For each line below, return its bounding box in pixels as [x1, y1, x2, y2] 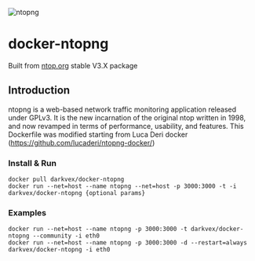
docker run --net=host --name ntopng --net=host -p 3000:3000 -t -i [8, 182, 237, 190]
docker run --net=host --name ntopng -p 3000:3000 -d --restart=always [8, 239, 247, 247]
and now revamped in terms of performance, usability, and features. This [8, 121, 245, 130]
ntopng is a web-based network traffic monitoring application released [8, 105, 237, 114]
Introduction [8, 83, 71, 97]
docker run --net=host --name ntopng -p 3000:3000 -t [8, 225, 188, 233]
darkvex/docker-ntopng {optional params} [8, 189, 146, 197]
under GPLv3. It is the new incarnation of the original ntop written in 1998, [8, 112, 246, 122]
